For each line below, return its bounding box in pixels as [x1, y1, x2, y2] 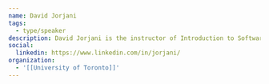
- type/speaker [15, 26, 66, 34]
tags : [8, 19, 26, 27]
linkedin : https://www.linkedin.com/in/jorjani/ [15, 49, 181, 57]
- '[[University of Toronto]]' [15, 64, 120, 72]
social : [8, 42, 34, 50]
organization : [8, 57, 56, 65]
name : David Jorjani [8, 11, 78, 20]
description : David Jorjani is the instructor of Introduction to [8, 34, 235, 42]
